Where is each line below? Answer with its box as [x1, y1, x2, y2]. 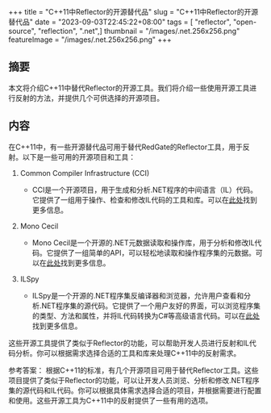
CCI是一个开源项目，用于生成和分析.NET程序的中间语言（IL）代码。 [31, 185, 258, 194]
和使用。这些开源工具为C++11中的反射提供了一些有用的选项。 [8, 395, 213, 405]
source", [8, 27, 36, 35]
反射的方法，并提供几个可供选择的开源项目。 [15, 93, 164, 102]
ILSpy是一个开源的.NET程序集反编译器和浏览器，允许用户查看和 [31, 290, 244, 300]
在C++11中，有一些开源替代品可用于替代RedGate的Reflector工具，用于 [8, 142, 244, 152]
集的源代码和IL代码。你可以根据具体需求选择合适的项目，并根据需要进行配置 [8, 386, 262, 395]
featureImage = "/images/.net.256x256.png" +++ [8, 35, 172, 44]
